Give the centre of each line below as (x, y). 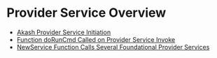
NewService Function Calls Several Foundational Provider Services (113, 47)
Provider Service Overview (86, 13)
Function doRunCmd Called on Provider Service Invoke (96, 39)
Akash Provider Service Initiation (64, 32)
